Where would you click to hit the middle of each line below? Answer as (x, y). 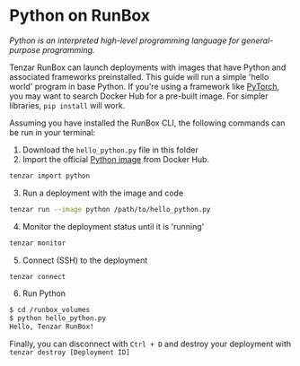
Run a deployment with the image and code (103, 193)
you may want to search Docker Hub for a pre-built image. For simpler (139, 96)
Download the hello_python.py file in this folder (110, 150)
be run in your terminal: (53, 132)
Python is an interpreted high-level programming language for (124, 40)
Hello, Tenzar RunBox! (52, 327)
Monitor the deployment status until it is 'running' (113, 226)
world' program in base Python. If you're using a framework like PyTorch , (145, 86)
